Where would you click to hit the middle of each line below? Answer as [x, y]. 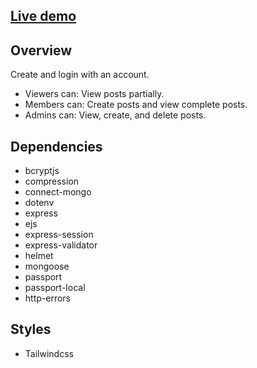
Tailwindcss [49, 353]
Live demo [43, 16]
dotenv [39, 203]
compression [52, 181]
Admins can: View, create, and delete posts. [115, 115]
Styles [31, 329]
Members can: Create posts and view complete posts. [136, 105]
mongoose [47, 266]
